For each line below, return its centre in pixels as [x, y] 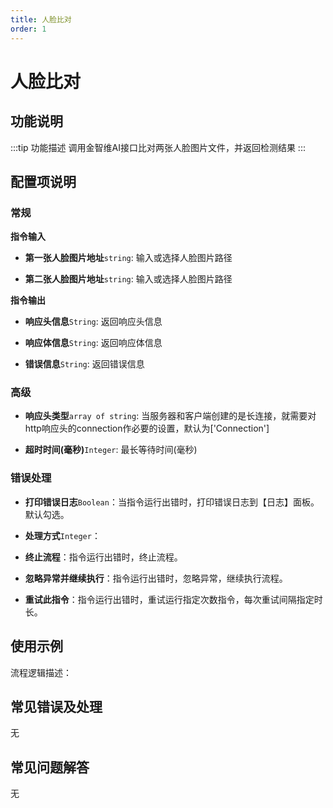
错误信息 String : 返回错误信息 [84, 364]
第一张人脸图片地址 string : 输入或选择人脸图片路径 [128, 258]
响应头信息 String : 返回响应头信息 [93, 322]
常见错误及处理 [56, 706]
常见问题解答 [50, 767]
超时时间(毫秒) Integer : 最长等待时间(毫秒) [111, 450]
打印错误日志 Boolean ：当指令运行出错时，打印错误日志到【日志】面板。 [172, 502]
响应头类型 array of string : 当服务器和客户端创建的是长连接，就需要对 [170, 416]
